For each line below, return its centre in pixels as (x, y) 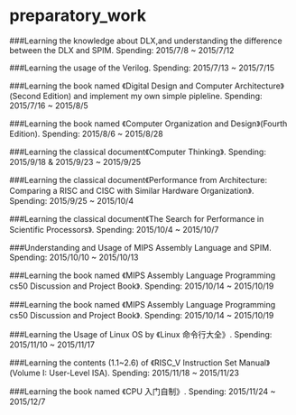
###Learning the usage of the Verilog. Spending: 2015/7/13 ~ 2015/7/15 (142, 68)
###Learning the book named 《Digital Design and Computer (121, 86)
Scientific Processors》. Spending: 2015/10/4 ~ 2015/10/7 (114, 229)
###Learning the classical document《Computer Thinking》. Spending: (138, 152)
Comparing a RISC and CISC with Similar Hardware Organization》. (132, 190)
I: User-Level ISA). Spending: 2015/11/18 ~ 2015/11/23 (140, 373)
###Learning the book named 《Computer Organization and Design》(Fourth (148, 124)
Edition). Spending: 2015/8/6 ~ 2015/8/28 (87, 134)
